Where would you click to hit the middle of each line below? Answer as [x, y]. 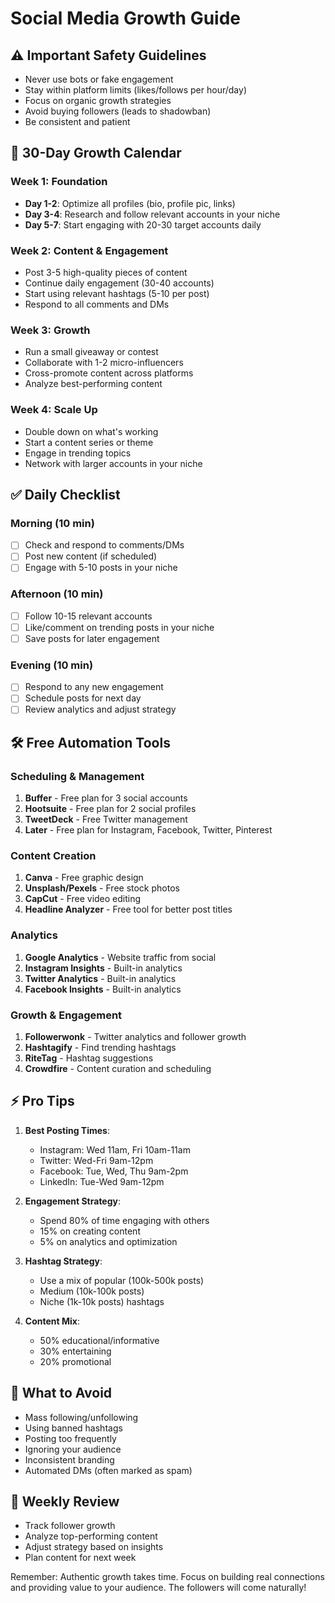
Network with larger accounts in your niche [113, 463]
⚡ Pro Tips [42, 1101]
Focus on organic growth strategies [98, 100]
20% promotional [75, 1361]
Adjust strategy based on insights [94, 1547]
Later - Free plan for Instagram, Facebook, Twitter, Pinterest [148, 830]
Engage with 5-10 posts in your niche [101, 568]
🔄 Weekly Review [65, 1502]
